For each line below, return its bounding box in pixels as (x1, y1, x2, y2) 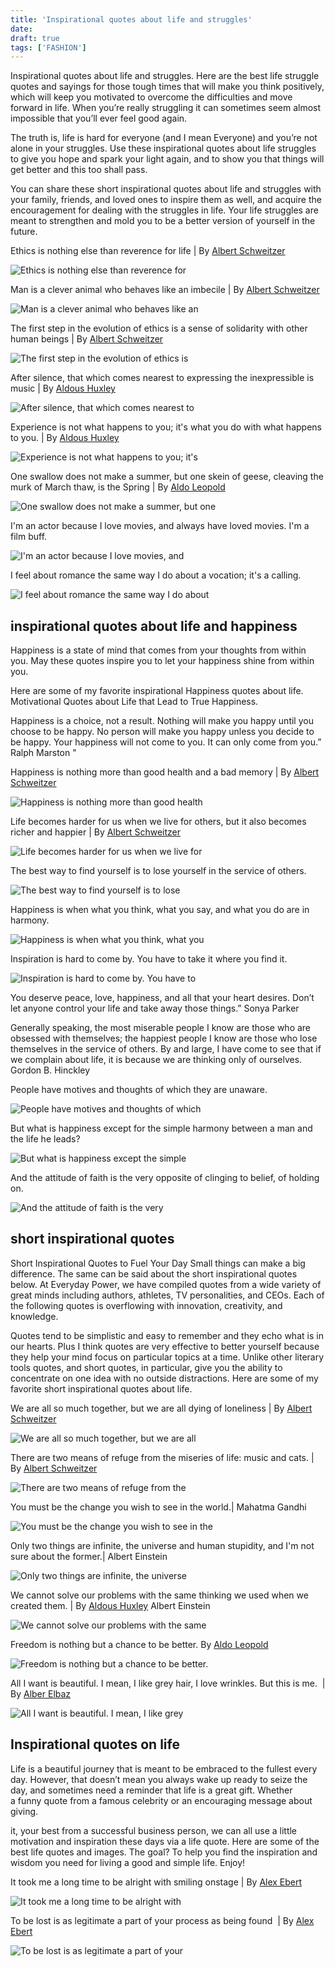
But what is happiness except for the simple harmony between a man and (10, 1122, 313, 1135)
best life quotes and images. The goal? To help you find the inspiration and (10, 1846, 318, 1858)
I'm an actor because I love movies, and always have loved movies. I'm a (10, 520, 310, 532)
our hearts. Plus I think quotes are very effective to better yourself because (10, 1340, 320, 1352)
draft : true (10, 33, 60, 43)
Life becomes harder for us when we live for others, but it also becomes (10, 816, 307, 828)
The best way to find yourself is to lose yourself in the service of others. (10, 865, 307, 877)
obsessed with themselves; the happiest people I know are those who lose (10, 1032, 318, 1045)
